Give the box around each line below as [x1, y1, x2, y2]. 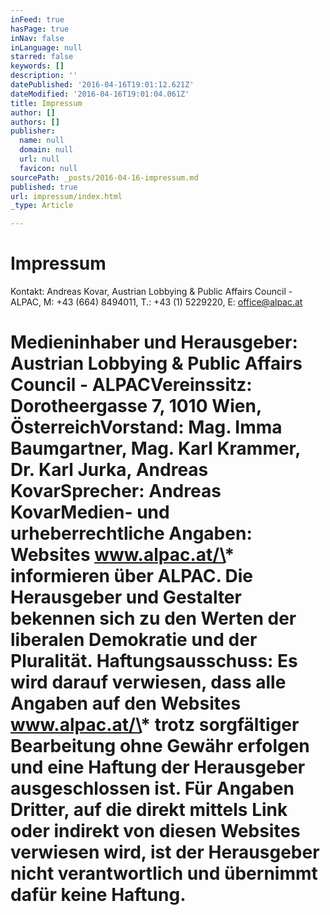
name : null [19, 136, 65, 146]
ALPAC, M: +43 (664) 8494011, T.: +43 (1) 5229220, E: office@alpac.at [10, 296, 303, 308]
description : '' [10, 71, 78, 81]
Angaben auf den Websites [10, 692, 242, 715]
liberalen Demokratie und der [10, 629, 258, 651]
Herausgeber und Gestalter [10, 586, 242, 609]
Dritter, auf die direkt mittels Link [10, 799, 288, 821]
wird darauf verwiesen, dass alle [10, 671, 287, 694]
